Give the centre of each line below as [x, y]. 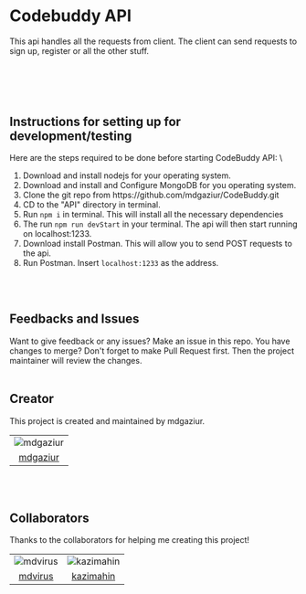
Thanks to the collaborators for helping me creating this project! [129, 540]
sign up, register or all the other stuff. [79, 50]
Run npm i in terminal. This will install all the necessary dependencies [153, 214]
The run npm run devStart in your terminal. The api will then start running [160, 224]
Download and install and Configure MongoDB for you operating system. [159, 185]
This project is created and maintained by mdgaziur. [107, 420]
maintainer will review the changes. [76, 360]
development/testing [71, 136]
